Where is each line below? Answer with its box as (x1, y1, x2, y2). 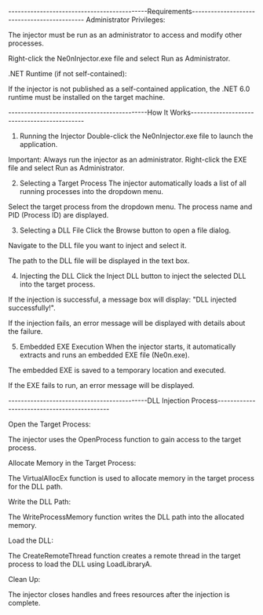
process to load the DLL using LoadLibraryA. (8, 559, 152, 569)
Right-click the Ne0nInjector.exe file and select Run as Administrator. (8, 54, 231, 63)
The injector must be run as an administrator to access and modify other (8, 31, 243, 39)
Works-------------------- (170, 108, 254, 117)
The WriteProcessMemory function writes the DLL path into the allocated (8, 512, 245, 522)
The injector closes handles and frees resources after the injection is (8, 590, 230, 599)
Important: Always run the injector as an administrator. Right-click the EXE (8, 155, 247, 164)
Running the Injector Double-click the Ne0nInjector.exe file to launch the (19, 131, 254, 141)
